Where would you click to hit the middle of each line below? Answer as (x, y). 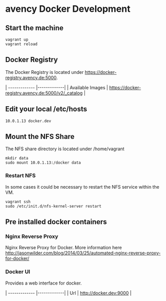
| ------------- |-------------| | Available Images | (57, 87)
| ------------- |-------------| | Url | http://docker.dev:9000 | (68, 293)
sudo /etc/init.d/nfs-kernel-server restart (53, 206)
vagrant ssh (18, 202)
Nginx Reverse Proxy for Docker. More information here (64, 248)
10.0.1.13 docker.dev (28, 121)
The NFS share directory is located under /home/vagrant (65, 149)
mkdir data (17, 158)
